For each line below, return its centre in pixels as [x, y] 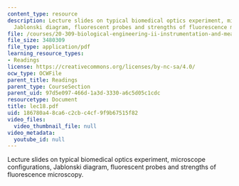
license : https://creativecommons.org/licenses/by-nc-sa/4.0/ [101, 67]
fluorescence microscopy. [46, 175]
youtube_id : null [39, 139]
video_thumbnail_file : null [55, 126]
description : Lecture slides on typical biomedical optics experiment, [116, 21]
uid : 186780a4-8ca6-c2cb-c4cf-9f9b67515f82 [73, 113]
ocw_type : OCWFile [34, 73]
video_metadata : [31, 133]
